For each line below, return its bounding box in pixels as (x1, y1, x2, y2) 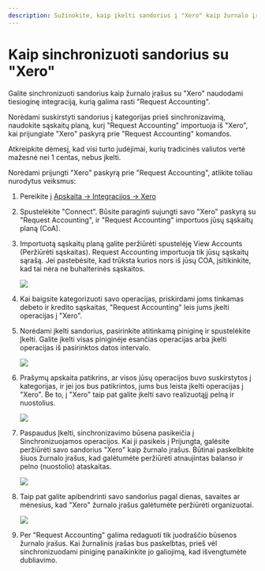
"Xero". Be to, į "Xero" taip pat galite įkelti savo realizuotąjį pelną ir (19, 390, 235, 399)
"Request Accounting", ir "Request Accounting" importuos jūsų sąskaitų (19, 215, 254, 225)
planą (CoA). (19, 223, 61, 233)
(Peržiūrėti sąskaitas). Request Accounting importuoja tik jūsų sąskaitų (19, 247, 249, 256)
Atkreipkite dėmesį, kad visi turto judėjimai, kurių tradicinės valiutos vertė (8, 144, 246, 154)
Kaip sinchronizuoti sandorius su (8, 45, 230, 63)
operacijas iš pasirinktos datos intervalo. (19, 342, 151, 352)
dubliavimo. (19, 555, 58, 565)
